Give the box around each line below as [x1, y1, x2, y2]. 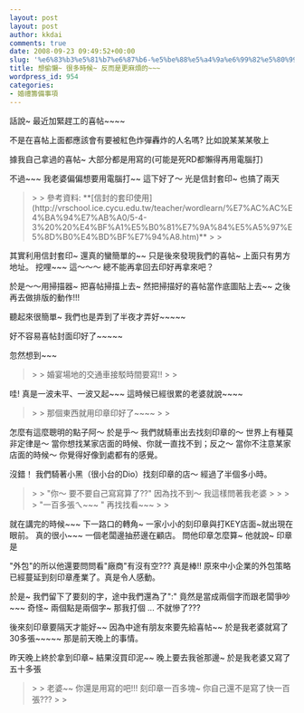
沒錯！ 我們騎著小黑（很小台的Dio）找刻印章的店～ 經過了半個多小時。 [9, 468, 272, 479]
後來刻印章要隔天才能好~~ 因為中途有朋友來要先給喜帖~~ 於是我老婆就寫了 [9, 621, 289, 632]
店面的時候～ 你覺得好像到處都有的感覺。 [9, 449, 163, 460]
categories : [9, 81, 54, 90]
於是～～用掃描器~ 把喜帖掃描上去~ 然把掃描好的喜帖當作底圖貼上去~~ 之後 [9, 280, 291, 291]
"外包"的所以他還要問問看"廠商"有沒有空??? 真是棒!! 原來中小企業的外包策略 [9, 560, 291, 571]
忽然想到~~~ [9, 350, 57, 361]
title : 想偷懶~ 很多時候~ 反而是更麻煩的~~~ [9, 64, 161, 73]
